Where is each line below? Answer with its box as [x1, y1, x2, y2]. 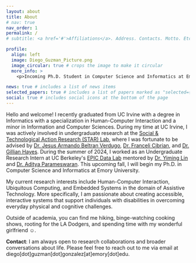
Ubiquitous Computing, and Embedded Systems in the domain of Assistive [6, 184, 185, 191]
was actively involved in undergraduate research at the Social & [6, 129, 159, 136]
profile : [6, 46, 27, 53]
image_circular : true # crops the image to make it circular [11, 63, 163, 68]
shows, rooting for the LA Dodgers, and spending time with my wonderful [6, 220, 183, 227]
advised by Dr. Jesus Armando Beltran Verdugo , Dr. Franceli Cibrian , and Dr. [6, 141, 190, 149]
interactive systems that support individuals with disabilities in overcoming [6, 196, 185, 203]
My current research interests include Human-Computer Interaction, [6, 178, 170, 185]
